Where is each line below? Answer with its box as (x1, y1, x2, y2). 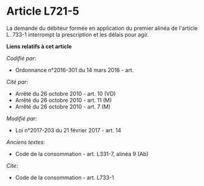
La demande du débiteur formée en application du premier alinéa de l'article (6, 24, 198, 32)
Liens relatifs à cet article (6, 43, 72, 50)
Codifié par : (6, 54, 37, 62)
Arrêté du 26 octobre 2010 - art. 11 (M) (15, 96, 112, 104)
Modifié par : (6, 115, 38, 122)
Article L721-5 (6, 4, 79, 18)
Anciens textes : (6, 138, 46, 146)
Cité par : (6, 78, 29, 85)
